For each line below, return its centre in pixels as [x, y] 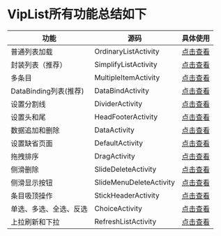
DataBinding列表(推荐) [48, 91]
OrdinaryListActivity [127, 51]
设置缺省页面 [32, 143]
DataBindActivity [122, 90]
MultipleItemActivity [127, 78]
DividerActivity [119, 103]
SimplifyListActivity [126, 64]
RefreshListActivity [125, 221]
